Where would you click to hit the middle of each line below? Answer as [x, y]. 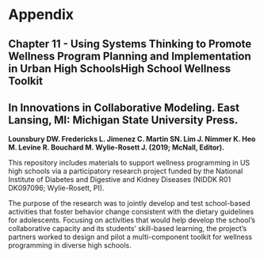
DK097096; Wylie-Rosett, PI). [56, 188]
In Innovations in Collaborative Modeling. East [124, 107]
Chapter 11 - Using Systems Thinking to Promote [130, 44]
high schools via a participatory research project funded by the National [126, 171]
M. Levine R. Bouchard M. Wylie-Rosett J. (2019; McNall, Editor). [116, 147]
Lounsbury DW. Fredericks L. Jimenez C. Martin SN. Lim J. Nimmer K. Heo [132, 139]
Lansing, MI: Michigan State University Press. [123, 120]
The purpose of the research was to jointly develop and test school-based [130, 203]
